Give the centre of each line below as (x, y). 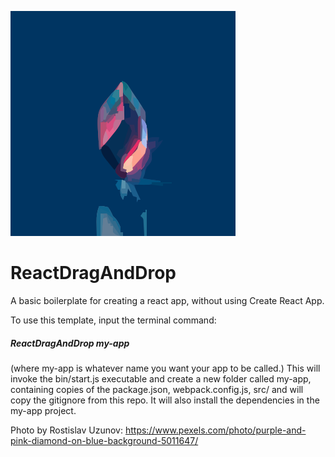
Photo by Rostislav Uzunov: (67, 430)
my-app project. (43, 410)
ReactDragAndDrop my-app (70, 343)
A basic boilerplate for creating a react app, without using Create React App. (167, 300)
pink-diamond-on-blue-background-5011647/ (104, 440)
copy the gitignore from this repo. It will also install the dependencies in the (165, 400)
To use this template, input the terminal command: (113, 320)
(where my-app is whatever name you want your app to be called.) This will (165, 368)
